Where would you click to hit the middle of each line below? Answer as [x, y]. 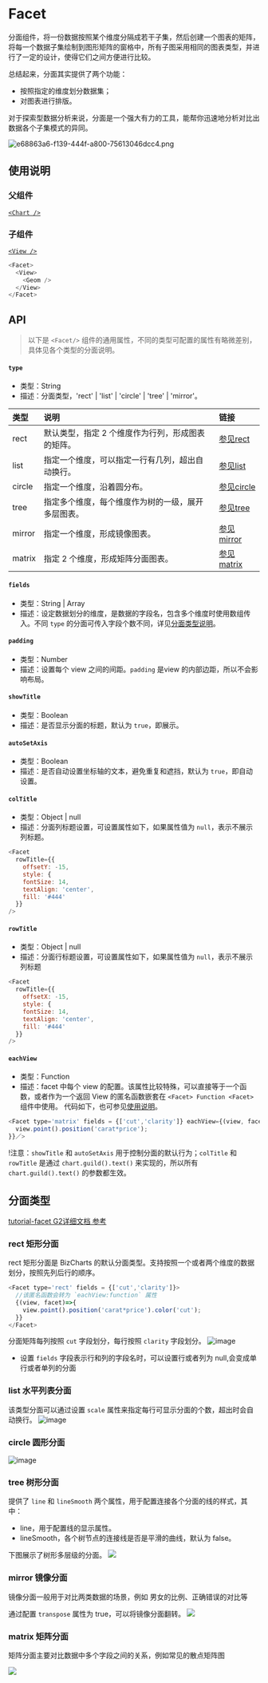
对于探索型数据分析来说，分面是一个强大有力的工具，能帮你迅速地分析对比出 [134, 117]
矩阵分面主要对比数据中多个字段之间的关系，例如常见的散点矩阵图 [116, 1655]
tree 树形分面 [34, 1482]
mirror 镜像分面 [38, 1578]
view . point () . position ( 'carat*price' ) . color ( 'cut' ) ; [112, 1310]
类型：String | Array [52, 603]
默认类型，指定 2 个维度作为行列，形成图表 [124, 434]
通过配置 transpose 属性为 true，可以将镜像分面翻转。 [97, 1614]
